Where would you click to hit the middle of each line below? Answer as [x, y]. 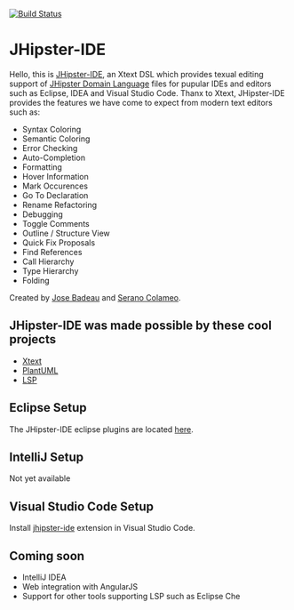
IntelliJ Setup [47, 457]
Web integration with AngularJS [80, 586]
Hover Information [55, 176]
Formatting [42, 167]
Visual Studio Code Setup [81, 506]
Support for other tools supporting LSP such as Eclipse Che [131, 596]
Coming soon [47, 556]
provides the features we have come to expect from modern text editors [141, 102]
